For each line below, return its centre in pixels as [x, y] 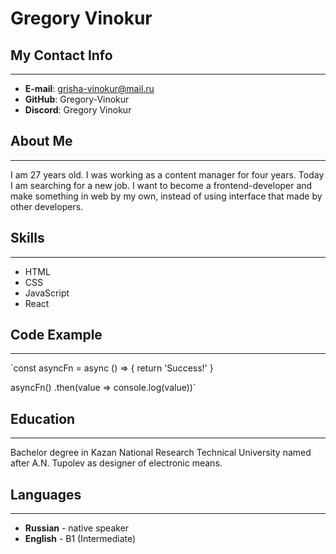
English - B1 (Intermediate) [80, 539]
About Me [41, 141]
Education [43, 418]
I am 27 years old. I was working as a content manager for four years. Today [167, 174]
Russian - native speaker [77, 528]
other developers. [47, 206]
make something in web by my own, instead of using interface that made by [166, 196]
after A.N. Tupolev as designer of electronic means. [116, 463]
